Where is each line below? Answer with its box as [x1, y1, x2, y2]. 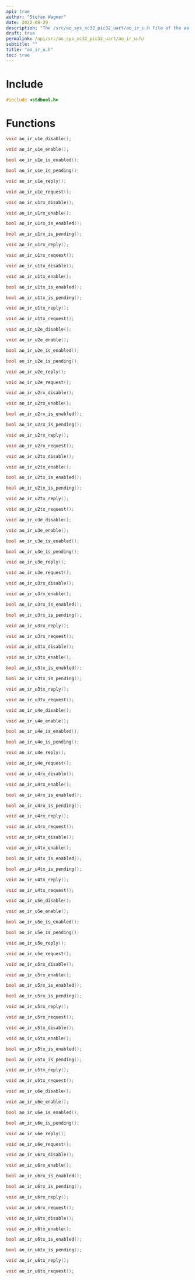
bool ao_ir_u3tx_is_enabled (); [6, 665, 82, 671]
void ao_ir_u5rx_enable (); [6, 972, 72, 978]
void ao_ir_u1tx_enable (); [6, 273, 72, 279]
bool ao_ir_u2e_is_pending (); [6, 358, 80, 364]
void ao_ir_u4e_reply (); [6, 750, 67, 756]
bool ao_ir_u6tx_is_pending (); [6, 1247, 82, 1253]
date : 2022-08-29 [6, 19, 48, 25]
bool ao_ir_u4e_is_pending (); [6, 739, 80, 745]
